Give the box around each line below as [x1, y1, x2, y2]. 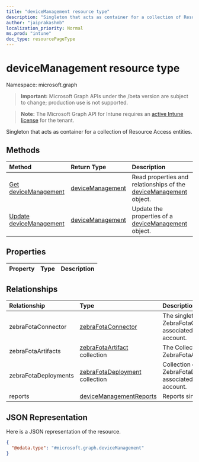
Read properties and [131, 173, 189, 181]
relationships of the [131, 180, 185, 188]
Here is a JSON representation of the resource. [6, 428, 121, 435]
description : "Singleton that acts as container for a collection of [6, 14, 182, 20]
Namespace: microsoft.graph [6, 81, 78, 88]
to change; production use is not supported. [20, 99, 129, 106]
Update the [131, 205, 163, 213]
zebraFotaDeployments [9, 371, 74, 380]
